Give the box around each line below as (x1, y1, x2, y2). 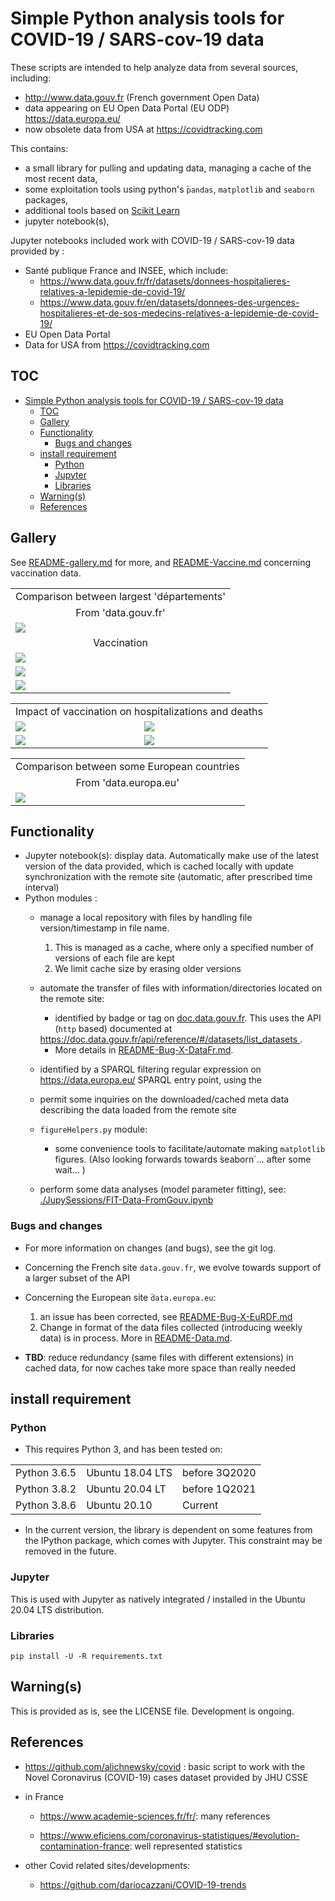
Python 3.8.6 (15, 1498, 77, 1512)
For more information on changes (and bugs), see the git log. (24, 1242, 277, 1254)
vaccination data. (10, 567, 82, 579)
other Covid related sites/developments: (24, 1859, 191, 1871)
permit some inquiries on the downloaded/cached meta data (39, 1093, 290, 1106)
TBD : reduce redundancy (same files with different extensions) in (24, 1351, 294, 1363)
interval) (24, 882, 60, 894)
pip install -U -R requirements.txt (10, 1651, 163, 1661)
